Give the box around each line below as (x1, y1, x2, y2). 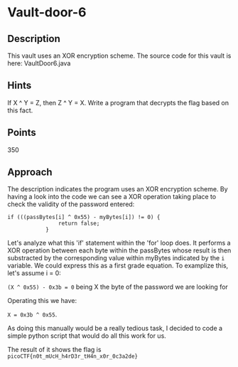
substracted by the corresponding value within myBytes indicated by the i (7, 254, 225, 262)
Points (7, 127, 37, 139)
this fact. (7, 106, 33, 115)
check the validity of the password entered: (7, 200, 135, 208)
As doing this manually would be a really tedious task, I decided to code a (7, 324, 222, 333)
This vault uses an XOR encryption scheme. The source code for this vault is (7, 51, 232, 60)
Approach (7, 166, 53, 179)
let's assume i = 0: (7, 269, 62, 277)
